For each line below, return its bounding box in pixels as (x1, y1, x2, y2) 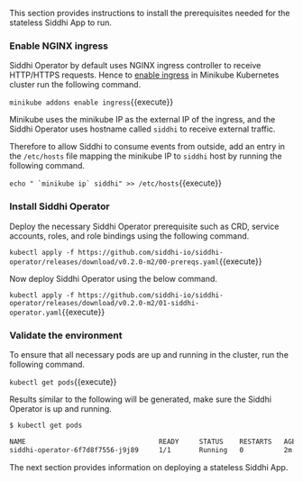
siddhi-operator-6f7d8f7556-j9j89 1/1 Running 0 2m (9, 445, 293, 454)
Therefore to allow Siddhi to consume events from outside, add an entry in (9, 141, 286, 152)
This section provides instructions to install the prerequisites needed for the (9, 8, 290, 18)
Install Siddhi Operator (9, 200, 110, 213)
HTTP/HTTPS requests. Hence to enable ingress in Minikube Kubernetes (9, 69, 280, 80)
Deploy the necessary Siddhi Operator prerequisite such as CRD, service (9, 221, 280, 232)
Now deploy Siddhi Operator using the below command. (9, 273, 218, 284)
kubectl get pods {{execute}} (9, 376, 117, 387)
